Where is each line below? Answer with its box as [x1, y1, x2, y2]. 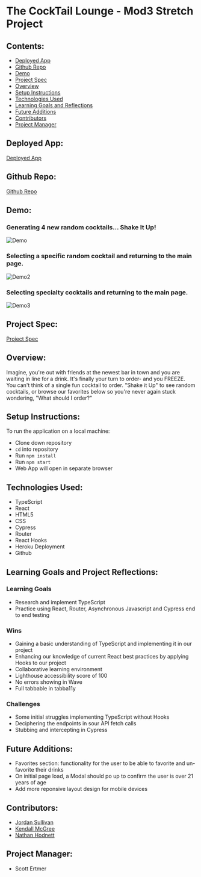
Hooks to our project [14, 659, 66, 666]
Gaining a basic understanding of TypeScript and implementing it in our [14, 640, 193, 648]
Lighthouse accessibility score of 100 [14, 672, 108, 680]
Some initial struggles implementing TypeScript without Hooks [14, 713, 170, 721]
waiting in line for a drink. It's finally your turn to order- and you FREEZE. [6, 375, 185, 382]
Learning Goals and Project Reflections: [6, 567, 158, 577]
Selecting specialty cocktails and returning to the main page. [6, 288, 188, 296]
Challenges [6, 700, 40, 708]
